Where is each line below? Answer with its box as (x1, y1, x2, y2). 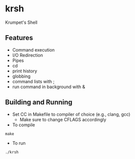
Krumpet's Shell (5, 19, 38, 25)
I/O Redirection (12, 52, 44, 58)
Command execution (12, 47, 55, 53)
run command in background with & (12, 84, 86, 90)
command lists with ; (12, 78, 55, 84)
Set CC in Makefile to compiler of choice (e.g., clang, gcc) (12, 111, 131, 117)
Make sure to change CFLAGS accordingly (19, 116, 106, 122)
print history (12, 68, 38, 74)
